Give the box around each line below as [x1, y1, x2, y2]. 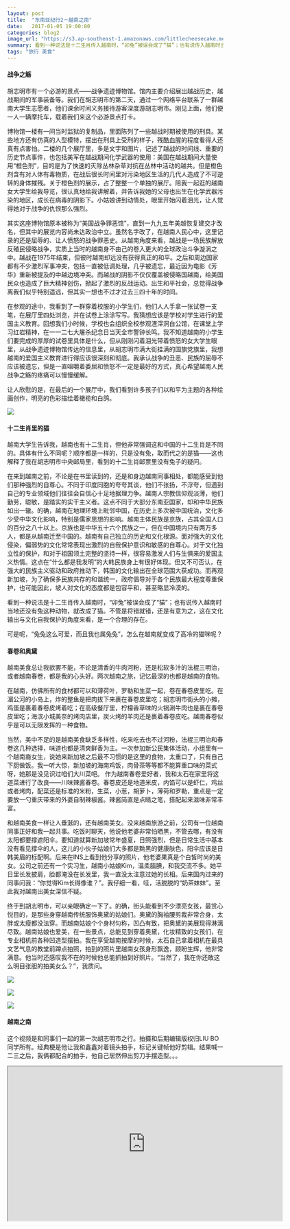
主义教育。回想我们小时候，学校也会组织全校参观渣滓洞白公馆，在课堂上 [12, 320, 217, 328]
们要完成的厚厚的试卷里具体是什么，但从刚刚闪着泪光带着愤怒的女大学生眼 [7, 337, 217, 345]
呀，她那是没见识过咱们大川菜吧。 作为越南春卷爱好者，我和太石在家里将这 [7, 770, 219, 778]
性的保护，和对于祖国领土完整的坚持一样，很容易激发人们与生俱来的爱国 [12, 550, 217, 558]
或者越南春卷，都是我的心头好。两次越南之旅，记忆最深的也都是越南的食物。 [7, 672, 223, 680]
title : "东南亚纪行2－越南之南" [7, 16, 93, 23]
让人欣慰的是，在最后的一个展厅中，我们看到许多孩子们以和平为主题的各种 [7, 386, 217, 394]
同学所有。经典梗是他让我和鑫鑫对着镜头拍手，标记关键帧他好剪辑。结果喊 [7, 1042, 217, 1051]
